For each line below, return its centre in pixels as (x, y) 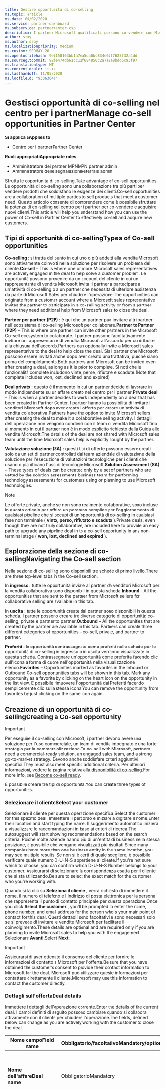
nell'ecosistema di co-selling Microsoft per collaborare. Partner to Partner (80, 325)
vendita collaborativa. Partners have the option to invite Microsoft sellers (78, 413)
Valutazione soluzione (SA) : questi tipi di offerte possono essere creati (78, 448)
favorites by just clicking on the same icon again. (55, 694)
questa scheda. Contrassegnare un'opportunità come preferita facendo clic (82, 657)
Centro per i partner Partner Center (47, 147)
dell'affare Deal (25, 1076)
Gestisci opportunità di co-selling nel (82, 103)
